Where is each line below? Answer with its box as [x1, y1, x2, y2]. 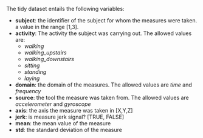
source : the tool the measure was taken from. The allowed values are [15, 94, 190, 101]
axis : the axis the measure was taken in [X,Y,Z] [15, 107, 133, 114]
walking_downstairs [24, 56, 75, 62]
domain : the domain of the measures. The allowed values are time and [15, 81, 193, 88]
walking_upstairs [24, 49, 67, 56]
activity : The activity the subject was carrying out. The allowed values [15, 30, 192, 37]
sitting [24, 62, 40, 69]
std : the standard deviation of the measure [15, 126, 123, 133]
